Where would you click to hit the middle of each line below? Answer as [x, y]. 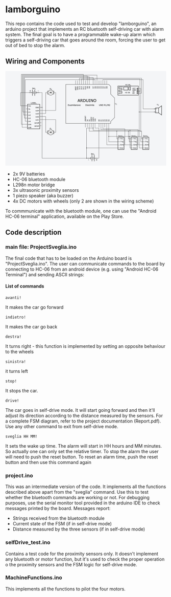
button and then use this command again [48, 462]
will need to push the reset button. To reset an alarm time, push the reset [82, 457]
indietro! [16, 317]
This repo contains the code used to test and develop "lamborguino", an [81, 24]
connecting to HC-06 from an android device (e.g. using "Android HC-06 [82, 269]
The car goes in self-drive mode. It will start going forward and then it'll [80, 410]
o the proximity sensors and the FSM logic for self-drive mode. [71, 564]
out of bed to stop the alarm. [35, 45]
